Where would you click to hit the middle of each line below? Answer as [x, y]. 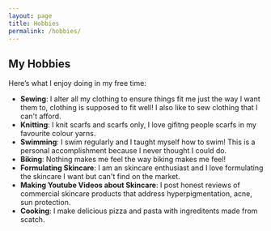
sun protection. [45, 203]
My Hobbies [40, 64]
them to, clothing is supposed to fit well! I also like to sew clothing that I [139, 108]
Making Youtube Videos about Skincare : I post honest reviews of [130, 185]
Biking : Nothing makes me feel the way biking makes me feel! [123, 160]
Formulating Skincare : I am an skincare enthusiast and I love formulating [142, 168]
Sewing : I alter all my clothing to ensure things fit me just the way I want [140, 99]
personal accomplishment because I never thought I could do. [123, 151]
